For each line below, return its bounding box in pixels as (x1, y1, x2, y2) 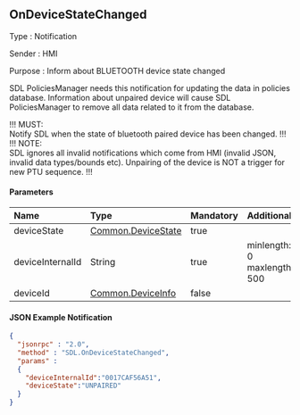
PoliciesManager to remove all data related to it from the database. (9, 102, 254, 112)
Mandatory (190, 210, 238, 222)
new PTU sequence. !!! (9, 166, 93, 177)
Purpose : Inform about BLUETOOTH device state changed (9, 65, 226, 76)
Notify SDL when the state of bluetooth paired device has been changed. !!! (9, 129, 287, 139)
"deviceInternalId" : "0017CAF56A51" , (25, 373, 162, 382)
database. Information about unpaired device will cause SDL (9, 92, 231, 103)
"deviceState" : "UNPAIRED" (25, 381, 122, 391)
